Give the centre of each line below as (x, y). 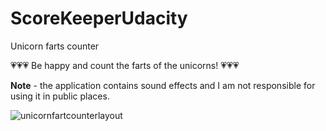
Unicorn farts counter (55, 46)
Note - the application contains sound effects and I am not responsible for (163, 85)
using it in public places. (60, 96)
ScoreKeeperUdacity (99, 18)
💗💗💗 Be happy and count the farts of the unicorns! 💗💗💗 (125, 65)
